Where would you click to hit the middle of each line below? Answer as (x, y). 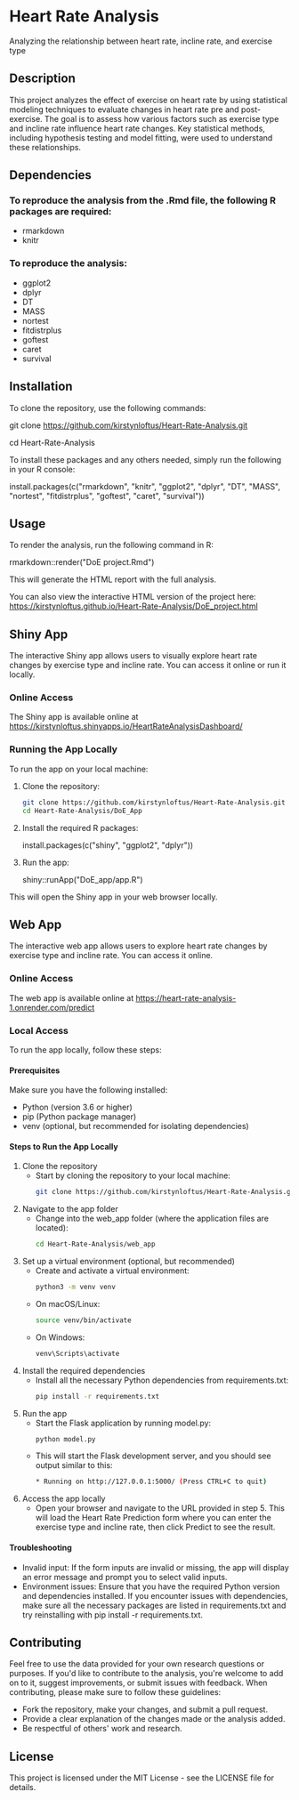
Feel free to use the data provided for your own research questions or (137, 1664)
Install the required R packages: (80, 827)
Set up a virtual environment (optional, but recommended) (129, 1262)
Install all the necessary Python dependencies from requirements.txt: (162, 1380)
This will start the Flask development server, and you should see (153, 1456)
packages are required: (61, 212)
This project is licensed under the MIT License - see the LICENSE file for (141, 1778)
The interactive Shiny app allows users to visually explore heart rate (133, 656)
